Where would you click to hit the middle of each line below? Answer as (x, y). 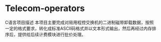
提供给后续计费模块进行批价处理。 (52, 34)
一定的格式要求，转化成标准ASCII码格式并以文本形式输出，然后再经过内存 (79, 28)
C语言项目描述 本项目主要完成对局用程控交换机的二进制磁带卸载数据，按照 (80, 22)
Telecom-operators (45, 8)
